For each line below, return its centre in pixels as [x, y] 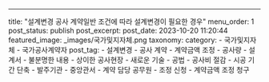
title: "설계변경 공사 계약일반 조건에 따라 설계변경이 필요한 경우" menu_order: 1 [131, 21]
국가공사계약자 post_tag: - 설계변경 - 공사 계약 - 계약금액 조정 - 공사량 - [134, 50]
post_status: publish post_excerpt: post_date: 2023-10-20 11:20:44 [118, 30]
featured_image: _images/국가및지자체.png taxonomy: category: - [115, 40]
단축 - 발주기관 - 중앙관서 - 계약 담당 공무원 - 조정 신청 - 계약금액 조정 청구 [133, 70]
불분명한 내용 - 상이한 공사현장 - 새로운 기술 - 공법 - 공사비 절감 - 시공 [137, 60]
